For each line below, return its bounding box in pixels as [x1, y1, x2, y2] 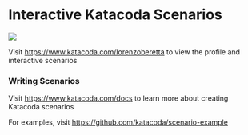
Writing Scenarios [8, 75, 80, 86]
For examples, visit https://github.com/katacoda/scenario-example [8, 117, 228, 127]
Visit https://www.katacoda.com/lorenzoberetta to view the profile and [8, 46, 241, 57]
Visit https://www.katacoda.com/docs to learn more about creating [8, 93, 229, 103]
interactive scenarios [8, 55, 78, 65]
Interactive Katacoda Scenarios [8, 6, 222, 24]
